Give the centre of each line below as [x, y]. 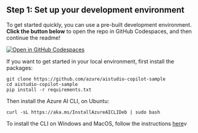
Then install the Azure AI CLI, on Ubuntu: [58, 101]
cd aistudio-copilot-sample [42, 84]
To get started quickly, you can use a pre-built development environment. [99, 24]
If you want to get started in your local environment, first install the [90, 61]
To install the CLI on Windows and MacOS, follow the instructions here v [97, 123]
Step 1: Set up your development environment [96, 10]
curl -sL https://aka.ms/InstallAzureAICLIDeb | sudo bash [83, 112]
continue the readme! [33, 38]
